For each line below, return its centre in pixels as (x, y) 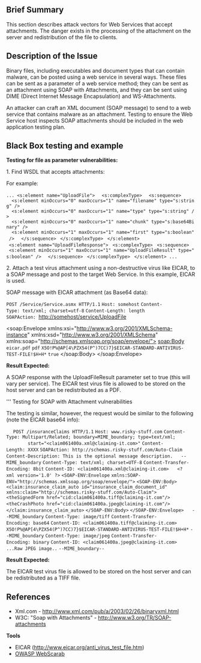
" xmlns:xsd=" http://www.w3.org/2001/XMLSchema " (92, 335)
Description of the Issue (52, 56)
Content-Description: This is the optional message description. (89, 456)
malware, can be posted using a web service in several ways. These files (97, 77)
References (28, 597)
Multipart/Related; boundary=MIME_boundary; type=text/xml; (99, 437)
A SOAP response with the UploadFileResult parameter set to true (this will (98, 377)
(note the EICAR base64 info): (43, 420)
